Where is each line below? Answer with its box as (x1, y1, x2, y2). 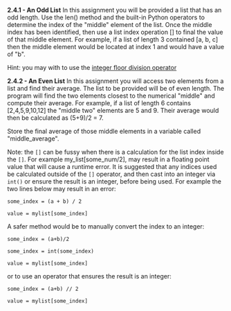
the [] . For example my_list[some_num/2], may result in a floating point (7, 155, 210, 163)
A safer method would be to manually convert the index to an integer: (7, 222, 205, 231)
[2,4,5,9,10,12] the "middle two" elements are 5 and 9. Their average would (7, 107, 219, 114)
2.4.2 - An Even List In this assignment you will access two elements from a (7, 77, 224, 85)
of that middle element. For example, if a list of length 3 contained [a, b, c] (7, 35, 219, 44)
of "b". (7, 50, 26, 58)
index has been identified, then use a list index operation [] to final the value (7, 28, 223, 36)
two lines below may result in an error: (7, 185, 116, 193)
